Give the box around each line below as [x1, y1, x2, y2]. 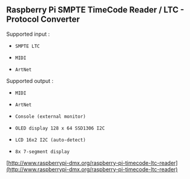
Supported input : [6, 30, 50, 37]
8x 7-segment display [15, 148, 70, 155]
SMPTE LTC [15, 43, 41, 49]
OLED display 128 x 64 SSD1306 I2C [15, 125, 105, 131]
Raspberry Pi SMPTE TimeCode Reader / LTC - [6, 5, 185, 15]
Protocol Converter [6, 15, 80, 25]
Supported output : [6, 77, 54, 84]
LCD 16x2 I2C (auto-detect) [15, 137, 86, 143]
